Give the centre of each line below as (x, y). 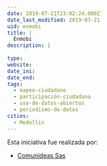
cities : (18, 116)
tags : (15, 84)
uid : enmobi (24, 26)
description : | (29, 45)
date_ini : (21, 71)
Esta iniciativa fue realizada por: (52, 142)
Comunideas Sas (41, 155)
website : (20, 65)
